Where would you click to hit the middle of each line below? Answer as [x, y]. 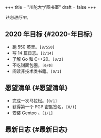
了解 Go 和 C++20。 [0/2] [38, 59]
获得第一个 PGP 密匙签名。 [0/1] [44, 106]
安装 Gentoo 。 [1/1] [33, 113]
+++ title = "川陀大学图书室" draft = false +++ [50, 7]
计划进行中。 [18, 17]
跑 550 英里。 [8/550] [33, 47]
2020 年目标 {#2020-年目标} [49, 34]
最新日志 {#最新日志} [36, 129]
